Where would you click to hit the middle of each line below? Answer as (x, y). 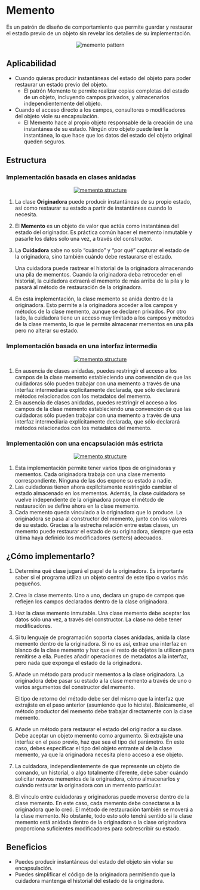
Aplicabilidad (31, 64)
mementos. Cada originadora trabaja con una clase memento (90, 474)
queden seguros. (44, 142)
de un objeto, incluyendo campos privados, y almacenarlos (96, 97)
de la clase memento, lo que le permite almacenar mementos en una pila (104, 324)
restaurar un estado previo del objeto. (61, 84)
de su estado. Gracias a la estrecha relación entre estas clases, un (96, 525)
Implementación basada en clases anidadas (71, 177)
